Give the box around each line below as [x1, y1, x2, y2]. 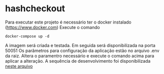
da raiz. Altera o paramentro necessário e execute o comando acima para [5, 52, 154, 59]
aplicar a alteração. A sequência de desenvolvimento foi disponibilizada [5, 58, 151, 64]
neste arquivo [5, 63, 33, 69]
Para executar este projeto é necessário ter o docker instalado [5, 19, 131, 25]
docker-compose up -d [5, 34, 50, 39]
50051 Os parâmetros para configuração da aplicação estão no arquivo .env [5, 48, 160, 53]
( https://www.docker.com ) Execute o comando [5, 24, 100, 30]
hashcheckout [5, 3, 66, 14]
